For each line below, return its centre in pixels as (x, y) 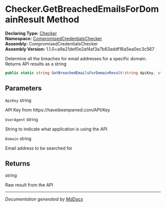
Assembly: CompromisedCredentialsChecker (52, 43)
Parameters (23, 88)
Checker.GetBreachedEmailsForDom (82, 9)
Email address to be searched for (39, 148)
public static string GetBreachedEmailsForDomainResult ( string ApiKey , (80, 73)
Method (63, 20)
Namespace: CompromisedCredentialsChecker (54, 39)
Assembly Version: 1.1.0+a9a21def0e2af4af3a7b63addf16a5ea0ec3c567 (80, 49)
